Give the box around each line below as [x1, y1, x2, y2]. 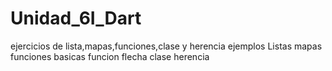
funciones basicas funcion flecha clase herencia [10, 50, 210, 62]
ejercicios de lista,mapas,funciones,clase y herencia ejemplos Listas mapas [10, 40, 323, 52]
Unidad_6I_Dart [10, 7, 142, 30]
